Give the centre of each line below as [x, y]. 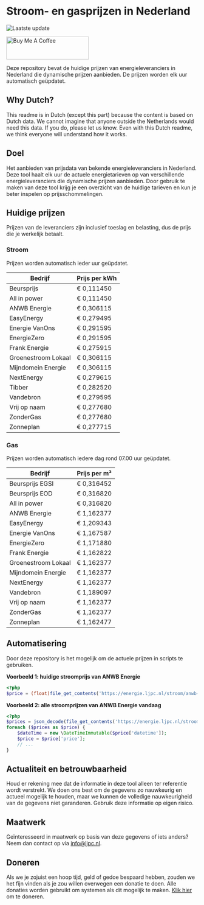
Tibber [19, 387]
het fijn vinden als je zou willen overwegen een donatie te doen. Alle [91, 884]
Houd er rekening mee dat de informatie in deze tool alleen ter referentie [97, 784]
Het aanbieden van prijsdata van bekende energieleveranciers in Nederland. [102, 168]
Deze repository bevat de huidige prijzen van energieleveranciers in [91, 68]
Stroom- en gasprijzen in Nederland [98, 11]
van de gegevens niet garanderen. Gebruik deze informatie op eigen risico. [100, 803]
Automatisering [36, 644]
